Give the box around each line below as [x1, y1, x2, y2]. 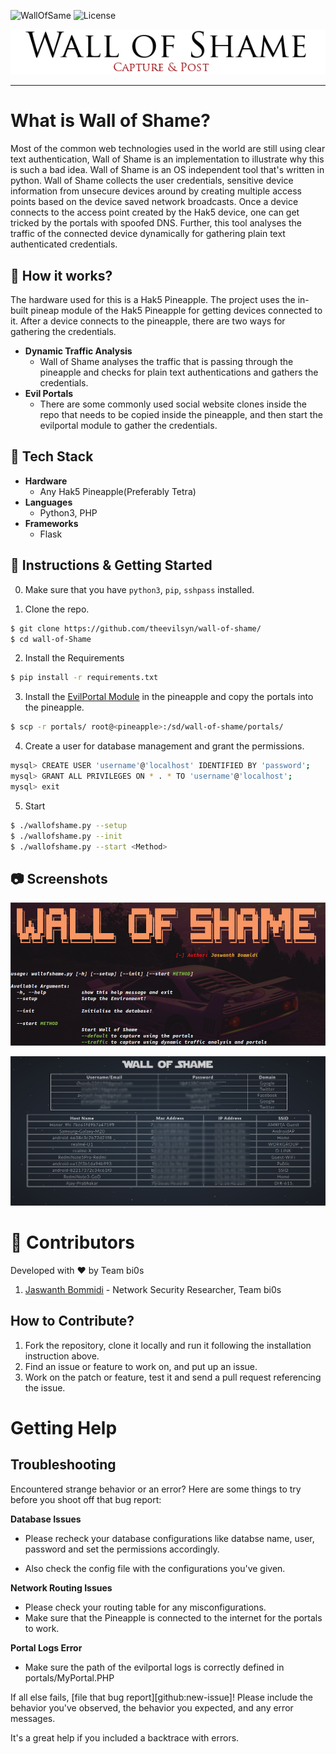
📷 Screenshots [10, 870, 108, 887]
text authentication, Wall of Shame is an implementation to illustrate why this [10, 153, 325, 165]
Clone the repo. [24, 603, 90, 615]
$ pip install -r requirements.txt [10, 673, 159, 683]
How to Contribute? [10, 1313, 135, 1330]
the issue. [24, 1381, 66, 1394]
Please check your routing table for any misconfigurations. [24, 1601, 267, 1613]
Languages [24, 496, 73, 508]
